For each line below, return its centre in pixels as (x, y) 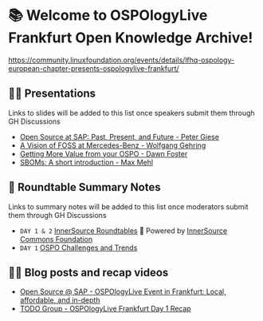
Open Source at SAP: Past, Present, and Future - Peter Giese (119, 137)
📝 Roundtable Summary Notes (84, 187)
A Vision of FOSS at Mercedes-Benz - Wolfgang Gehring (113, 145)
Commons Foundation (56, 239)
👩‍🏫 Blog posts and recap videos (88, 272)
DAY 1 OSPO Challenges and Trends (79, 248)
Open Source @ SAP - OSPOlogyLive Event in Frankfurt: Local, (123, 291)
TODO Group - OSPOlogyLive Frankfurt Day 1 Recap (105, 309)
